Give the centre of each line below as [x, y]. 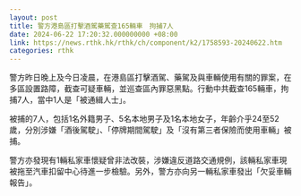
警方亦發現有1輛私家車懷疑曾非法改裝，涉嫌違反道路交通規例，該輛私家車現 [148, 160]
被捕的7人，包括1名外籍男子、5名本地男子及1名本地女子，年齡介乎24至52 [144, 119]
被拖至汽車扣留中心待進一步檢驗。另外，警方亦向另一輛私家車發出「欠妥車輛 [150, 172]
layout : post [34, 17]
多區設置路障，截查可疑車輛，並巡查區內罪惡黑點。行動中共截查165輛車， [145, 89]
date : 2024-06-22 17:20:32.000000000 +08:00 [94, 34]
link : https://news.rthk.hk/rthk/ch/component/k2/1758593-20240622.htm [146, 43]
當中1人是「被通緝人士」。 [84, 100]
